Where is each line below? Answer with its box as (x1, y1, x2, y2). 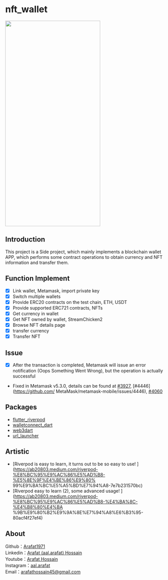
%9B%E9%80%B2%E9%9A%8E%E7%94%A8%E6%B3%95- (12, 509, 143, 516)
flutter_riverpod (12, 416, 46, 422)
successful (12, 373, 36, 379)
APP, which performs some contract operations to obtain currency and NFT (5, 254, 163, 260)
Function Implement (5, 274, 70, 283)
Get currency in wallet (12, 311, 59, 317)
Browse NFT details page (12, 322, 66, 328)
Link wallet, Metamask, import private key (12, 288, 100, 294)
